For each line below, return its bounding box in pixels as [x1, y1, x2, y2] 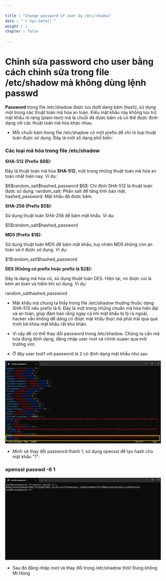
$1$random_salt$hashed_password [5, 256, 78, 262]
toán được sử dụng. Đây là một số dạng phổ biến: [12, 134, 113, 141]
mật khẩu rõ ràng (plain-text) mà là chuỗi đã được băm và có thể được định [5, 115, 158, 120]
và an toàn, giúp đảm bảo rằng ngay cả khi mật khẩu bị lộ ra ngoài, [12, 310, 148, 317]
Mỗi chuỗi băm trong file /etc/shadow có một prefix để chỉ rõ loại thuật [12, 129, 157, 135]
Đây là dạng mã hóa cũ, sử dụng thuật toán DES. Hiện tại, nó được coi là [5, 276, 152, 282]
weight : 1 [5, 24, 28, 29]
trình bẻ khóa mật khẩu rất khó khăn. [12, 321, 87, 327]
